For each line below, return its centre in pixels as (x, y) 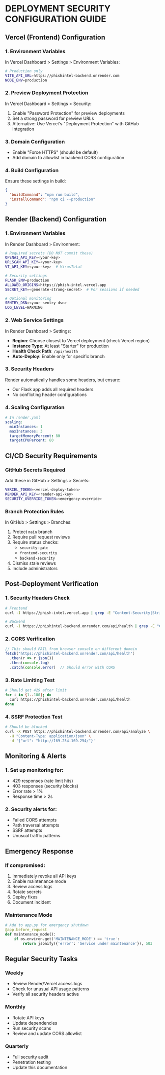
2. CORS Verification (30, 639)
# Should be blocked (26, 727)
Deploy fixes (25, 897)
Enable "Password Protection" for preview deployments (69, 113)
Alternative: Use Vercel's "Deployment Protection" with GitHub (75, 123)
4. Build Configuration (32, 171)
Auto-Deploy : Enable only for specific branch (58, 356)
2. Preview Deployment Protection (47, 93)
